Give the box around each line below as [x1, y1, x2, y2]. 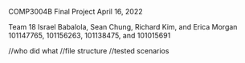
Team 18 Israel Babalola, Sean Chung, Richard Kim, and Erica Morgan [8, 22, 238, 31]
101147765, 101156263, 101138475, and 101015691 [8, 31, 171, 40]
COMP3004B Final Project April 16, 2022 [8, 7, 143, 16]
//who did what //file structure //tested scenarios [8, 46, 169, 55]
